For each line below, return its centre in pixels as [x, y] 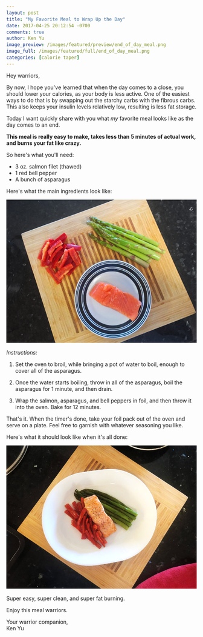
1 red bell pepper [36, 173]
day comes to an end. [33, 125]
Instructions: [22, 352]
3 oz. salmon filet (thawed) [48, 166]
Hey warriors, [23, 75]
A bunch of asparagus [43, 179]
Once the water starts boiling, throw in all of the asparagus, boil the [99, 382]
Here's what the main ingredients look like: [59, 191]
